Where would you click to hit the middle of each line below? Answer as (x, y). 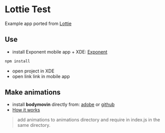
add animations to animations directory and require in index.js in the (89, 120)
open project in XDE (33, 71)
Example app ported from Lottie (38, 23)
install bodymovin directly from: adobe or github (63, 104)
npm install (17, 61)
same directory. (34, 125)
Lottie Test (28, 9)
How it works (26, 110)
